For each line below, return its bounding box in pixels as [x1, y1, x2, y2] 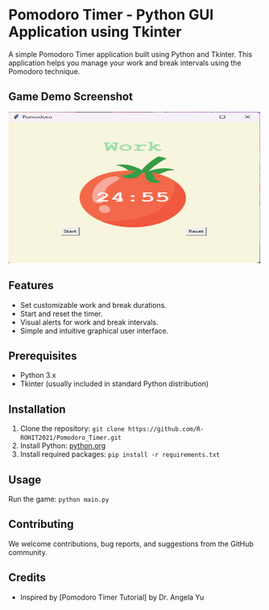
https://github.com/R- [127, 425, 205, 434]
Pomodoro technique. [8, 66, 81, 76]
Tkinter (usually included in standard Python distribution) [19, 379, 209, 388]
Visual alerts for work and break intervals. [19, 317, 159, 327]
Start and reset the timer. [19, 309, 103, 318]
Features [8, 279, 54, 293]
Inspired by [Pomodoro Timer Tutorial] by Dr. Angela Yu [19, 592, 205, 602]
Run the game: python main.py [8, 494, 110, 504]
